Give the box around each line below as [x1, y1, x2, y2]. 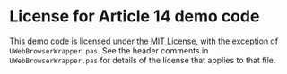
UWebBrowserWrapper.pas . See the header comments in [9, 45, 209, 55]
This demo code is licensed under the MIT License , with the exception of [9, 36, 279, 46]
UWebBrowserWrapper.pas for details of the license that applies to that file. [9, 54, 276, 65]
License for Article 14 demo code [9, 6, 260, 27]
